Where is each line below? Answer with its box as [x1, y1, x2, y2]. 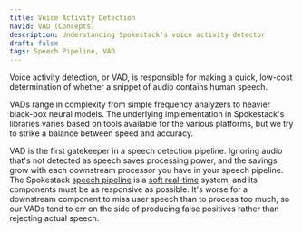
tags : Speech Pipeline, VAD [9, 47, 116, 56]
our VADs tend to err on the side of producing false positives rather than [9, 203, 279, 214]
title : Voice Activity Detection [9, 13, 136, 23]
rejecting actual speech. [9, 213, 100, 224]
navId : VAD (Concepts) [9, 22, 95, 31]
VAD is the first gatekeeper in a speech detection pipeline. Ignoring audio [9, 146, 283, 157]
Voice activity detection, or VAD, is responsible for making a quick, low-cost [9, 72, 293, 83]
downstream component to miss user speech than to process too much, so [9, 194, 290, 205]
